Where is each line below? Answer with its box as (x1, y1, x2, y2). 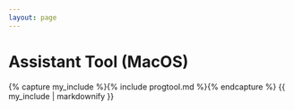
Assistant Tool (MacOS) (8, 51, 189, 72)
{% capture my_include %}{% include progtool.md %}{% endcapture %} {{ (8, 81, 286, 92)
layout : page (8, 13, 57, 22)
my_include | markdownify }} (8, 90, 115, 101)
